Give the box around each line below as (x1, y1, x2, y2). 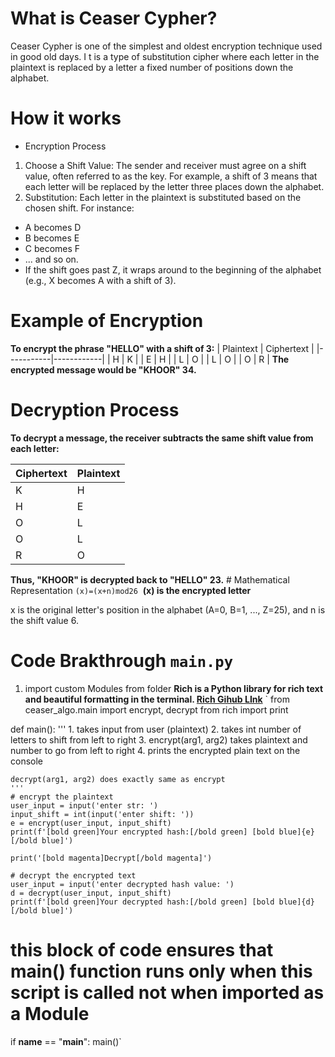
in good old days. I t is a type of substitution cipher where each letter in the (10, 50, 320, 62)
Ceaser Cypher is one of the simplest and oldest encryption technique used (10, 40, 323, 52)
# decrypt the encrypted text (10, 870, 137, 881)
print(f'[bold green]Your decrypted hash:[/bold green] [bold (10, 897, 275, 907)
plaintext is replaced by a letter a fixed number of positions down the (10, 61, 294, 73)
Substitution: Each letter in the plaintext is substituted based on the (24, 191, 302, 203)
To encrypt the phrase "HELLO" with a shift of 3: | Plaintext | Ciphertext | (10, 342, 315, 354)
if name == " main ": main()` (10, 1035, 122, 1047)
